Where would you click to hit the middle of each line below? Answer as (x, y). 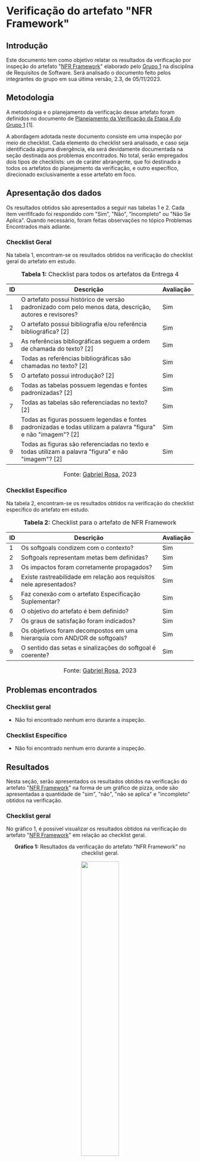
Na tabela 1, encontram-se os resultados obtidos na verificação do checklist (99, 255)
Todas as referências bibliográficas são (76, 358)
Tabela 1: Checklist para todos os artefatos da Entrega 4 (100, 274)
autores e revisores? (50, 314)
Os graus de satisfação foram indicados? (78, 621)
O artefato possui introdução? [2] (68, 375)
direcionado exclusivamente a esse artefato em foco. (71, 174)
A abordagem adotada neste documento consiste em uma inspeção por (94, 136)
